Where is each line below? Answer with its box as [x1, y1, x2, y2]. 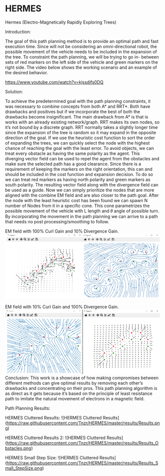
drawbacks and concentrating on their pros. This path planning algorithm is [5, 386, 158, 391]
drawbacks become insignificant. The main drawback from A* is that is [5, 114, 148, 119]
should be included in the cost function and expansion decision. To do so [5, 171, 153, 177]
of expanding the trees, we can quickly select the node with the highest [5, 140, 150, 146]
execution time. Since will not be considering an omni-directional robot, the [5, 43, 157, 49]
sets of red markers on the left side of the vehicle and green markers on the [5, 59, 158, 65]
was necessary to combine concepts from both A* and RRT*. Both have [5, 103, 151, 109]
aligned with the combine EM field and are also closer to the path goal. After [5, 192, 159, 198]
